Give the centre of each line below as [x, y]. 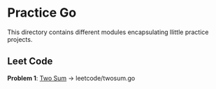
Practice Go [42, 13]
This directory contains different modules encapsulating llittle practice [108, 32]
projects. [20, 39]
